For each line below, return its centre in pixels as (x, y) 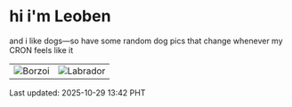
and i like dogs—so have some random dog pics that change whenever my (146, 41)
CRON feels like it (41, 50)
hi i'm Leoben (60, 16)
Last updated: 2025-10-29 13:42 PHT (77, 92)
